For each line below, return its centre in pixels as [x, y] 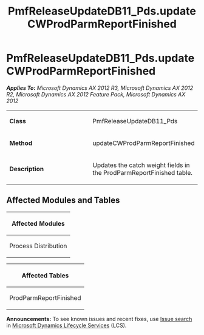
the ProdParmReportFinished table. [143, 172]
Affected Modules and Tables [63, 201]
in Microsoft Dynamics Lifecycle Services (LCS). [66, 325]
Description [27, 169]
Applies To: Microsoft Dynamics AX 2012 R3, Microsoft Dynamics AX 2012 [100, 88]
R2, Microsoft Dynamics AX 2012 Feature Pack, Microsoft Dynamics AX [96, 94]
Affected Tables [45, 276]
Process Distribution [38, 246]
